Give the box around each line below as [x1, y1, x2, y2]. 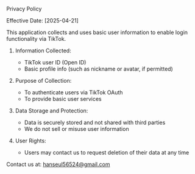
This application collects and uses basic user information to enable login [6, 29, 188, 36]
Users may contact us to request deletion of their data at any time [24, 149, 190, 156]
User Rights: [15, 137, 47, 144]
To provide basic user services [24, 96, 102, 102]
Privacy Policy [6, 5, 42, 12]
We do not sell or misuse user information [24, 125, 129, 133]
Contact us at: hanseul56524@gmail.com [6, 161, 110, 168]
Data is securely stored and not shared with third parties [24, 119, 166, 126]
